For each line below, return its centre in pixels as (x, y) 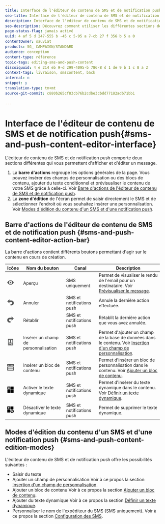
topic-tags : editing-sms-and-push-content (49, 62)
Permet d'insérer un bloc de (127, 360)
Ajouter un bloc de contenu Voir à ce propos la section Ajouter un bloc (83, 490)
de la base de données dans (127, 337)
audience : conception (27, 52)
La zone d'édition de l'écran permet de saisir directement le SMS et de (84, 199)
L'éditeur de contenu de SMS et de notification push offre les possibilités (79, 459)
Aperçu (30, 283)
